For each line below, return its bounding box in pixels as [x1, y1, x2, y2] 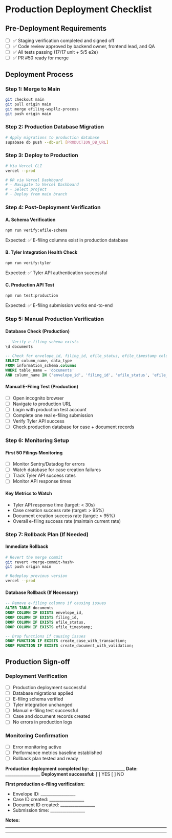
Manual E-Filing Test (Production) [5, 384, 78, 390]
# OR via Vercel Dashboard [5, 178, 63, 183]
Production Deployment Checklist [5, 4, 152, 15]
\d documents [5, 344, 33, 349]
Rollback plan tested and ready [12, 755, 78, 761]
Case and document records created [12, 713, 91, 719]
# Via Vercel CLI [5, 163, 42, 168]
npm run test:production [5, 293, 58, 298]
